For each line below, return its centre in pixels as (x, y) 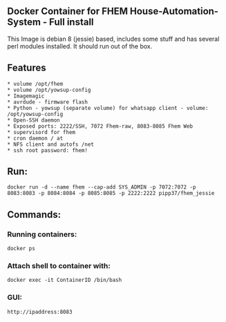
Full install (72, 22)
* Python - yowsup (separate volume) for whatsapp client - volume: (108, 108)
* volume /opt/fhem (35, 84)
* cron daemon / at (35, 138)
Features (27, 68)
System (24, 22)
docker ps (21, 249)
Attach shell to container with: (59, 266)
